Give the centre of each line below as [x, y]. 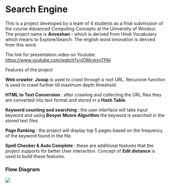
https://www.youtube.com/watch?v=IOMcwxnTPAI [58, 60]
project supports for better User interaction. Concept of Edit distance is [80, 151]
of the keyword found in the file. [39, 135]
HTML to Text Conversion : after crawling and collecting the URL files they [83, 95]
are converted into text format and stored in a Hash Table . [66, 100]
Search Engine [37, 9]
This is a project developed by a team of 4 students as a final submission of [84, 23]
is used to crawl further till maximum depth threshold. [61, 85]
